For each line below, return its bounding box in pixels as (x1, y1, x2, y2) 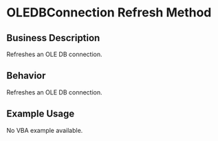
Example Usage (6, 108, 75, 120)
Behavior (6, 70, 46, 81)
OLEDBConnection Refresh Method (6, 5, 212, 21)
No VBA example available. (6, 126, 83, 134)
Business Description (6, 32, 100, 44)
